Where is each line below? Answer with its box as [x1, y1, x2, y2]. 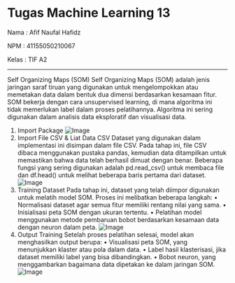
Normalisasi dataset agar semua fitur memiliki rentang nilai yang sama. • [17, 200, 227, 209]
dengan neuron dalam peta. [17, 223, 97, 231]
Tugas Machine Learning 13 [7, 5, 171, 21]
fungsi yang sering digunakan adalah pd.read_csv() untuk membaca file [17, 163, 225, 172]
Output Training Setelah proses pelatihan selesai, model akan [17, 230, 194, 239]
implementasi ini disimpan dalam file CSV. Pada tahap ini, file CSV [17, 141, 208, 149]
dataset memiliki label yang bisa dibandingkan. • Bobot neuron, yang [17, 252, 216, 261]
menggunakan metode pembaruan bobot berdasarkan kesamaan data [17, 215, 220, 223]
